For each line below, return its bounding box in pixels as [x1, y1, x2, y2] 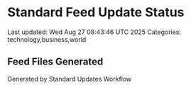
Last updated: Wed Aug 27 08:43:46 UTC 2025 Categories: [7, 28, 182, 36]
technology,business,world [7, 35, 87, 43]
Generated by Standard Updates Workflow [7, 74, 132, 83]
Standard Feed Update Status [7, 4, 185, 21]
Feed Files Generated [7, 56, 104, 68]
